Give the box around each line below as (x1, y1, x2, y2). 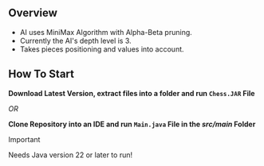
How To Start (8, 68, 74, 81)
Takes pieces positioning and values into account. (19, 44, 185, 54)
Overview (8, 6, 58, 20)
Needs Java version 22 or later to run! (8, 150, 133, 160)
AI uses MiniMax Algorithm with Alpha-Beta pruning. (19, 27, 193, 37)
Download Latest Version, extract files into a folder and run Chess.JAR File (8, 88, 255, 98)
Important (8, 134, 41, 144)
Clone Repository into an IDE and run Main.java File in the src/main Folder (8, 119, 256, 129)
